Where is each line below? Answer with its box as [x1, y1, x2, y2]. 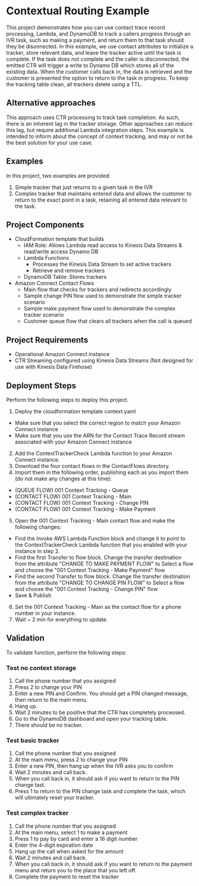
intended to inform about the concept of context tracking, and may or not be [6, 133, 193, 140]
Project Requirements [6, 335, 89, 345]
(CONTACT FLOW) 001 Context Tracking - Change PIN [14, 499, 149, 506]
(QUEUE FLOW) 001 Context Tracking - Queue [14, 486, 129, 494]
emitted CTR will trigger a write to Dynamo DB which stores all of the [6, 61, 174, 69]
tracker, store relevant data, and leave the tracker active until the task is [6, 49, 181, 56]
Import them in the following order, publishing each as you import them [14, 469, 189, 476]
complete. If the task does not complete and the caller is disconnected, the [6, 55, 189, 62]
